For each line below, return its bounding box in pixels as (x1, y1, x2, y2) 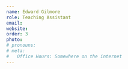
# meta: (6, 48, 26, 54)
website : (6, 25, 28, 32)
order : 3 (6, 31, 28, 37)
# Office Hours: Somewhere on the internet (6, 53, 122, 59)
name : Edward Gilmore (6, 8, 61, 15)
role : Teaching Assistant (6, 14, 71, 20)
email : (6, 20, 23, 26)
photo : (6, 37, 23, 43)
